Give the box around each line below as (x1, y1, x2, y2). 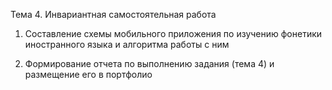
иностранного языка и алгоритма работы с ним (24, 39, 230, 50)
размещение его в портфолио (24, 69, 153, 80)
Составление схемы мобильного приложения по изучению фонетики (24, 28, 323, 39)
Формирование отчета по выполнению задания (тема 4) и (24, 58, 275, 69)
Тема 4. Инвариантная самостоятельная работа (10, 9, 217, 20)
